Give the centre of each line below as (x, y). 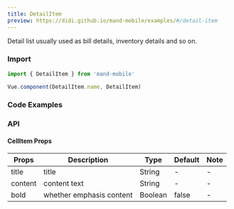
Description (88, 159)
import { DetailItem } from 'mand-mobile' (71, 74)
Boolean (153, 195)
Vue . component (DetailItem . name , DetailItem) (74, 87)
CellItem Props (30, 141)
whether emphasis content (88, 195)
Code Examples (35, 105)
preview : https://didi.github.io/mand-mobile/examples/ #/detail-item (113, 21)
